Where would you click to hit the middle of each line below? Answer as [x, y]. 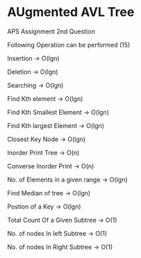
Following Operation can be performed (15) [69, 45]
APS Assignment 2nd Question [51, 31]
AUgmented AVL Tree [71, 12]
